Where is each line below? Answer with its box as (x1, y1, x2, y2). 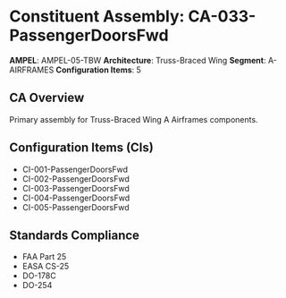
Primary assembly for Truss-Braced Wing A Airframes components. (9, 114, 258, 124)
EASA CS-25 (21, 261, 70, 272)
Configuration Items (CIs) (9, 140, 154, 156)
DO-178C (21, 270, 56, 281)
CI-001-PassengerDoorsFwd (21, 164, 128, 175)
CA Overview (9, 90, 85, 106)
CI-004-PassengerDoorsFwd (21, 192, 130, 203)
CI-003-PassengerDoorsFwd (21, 183, 130, 193)
